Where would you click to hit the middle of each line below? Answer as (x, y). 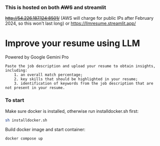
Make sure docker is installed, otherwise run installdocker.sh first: (72, 111)
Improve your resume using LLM (73, 43)
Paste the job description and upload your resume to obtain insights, (80, 66)
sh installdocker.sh (26, 120)
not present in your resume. (35, 88)
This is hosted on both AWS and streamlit (56, 7)
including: (16, 71)
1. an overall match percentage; (48, 75)
